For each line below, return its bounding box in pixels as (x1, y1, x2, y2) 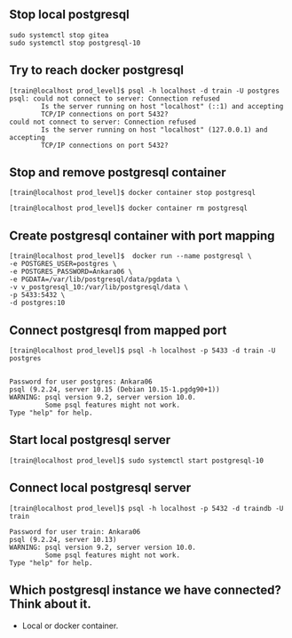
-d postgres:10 (9, 298, 66, 308)
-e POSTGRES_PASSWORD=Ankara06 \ (9, 267, 133, 277)
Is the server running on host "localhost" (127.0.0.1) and (41, 125, 268, 134)
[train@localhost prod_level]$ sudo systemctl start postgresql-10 (9, 456, 264, 465)
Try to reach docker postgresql (9, 62, 185, 78)
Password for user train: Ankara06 (9, 527, 141, 537)
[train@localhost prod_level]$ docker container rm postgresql (9, 204, 249, 213)
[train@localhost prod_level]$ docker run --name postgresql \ (9, 252, 252, 261)
